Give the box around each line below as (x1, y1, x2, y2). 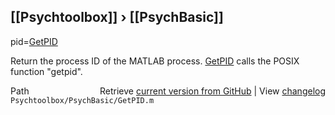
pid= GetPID (10, 35, 58, 47)
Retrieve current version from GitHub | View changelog (99, 85, 326, 97)
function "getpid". (10, 65, 83, 77)
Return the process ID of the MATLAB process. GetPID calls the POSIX (10, 55, 300, 67)
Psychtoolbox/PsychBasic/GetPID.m (10, 95, 155, 105)
